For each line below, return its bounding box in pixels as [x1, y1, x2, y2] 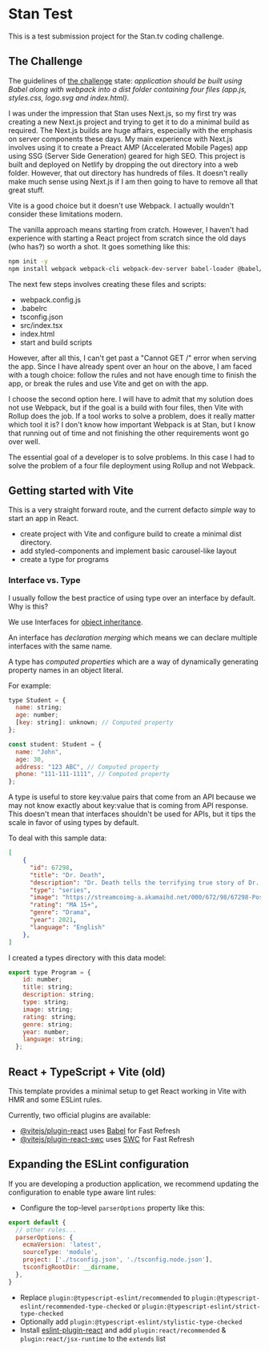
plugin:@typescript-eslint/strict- [142, 1302, 261, 1311]
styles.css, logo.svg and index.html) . [8, 93, 130, 103]
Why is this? [8, 601, 49, 611]
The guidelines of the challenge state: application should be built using [8, 75, 243, 85]
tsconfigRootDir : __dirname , [22, 1264, 120, 1272]
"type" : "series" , [29, 886, 91, 894]
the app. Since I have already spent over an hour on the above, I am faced [8, 362, 252, 371]
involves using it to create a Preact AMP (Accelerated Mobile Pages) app [8, 142, 248, 152]
